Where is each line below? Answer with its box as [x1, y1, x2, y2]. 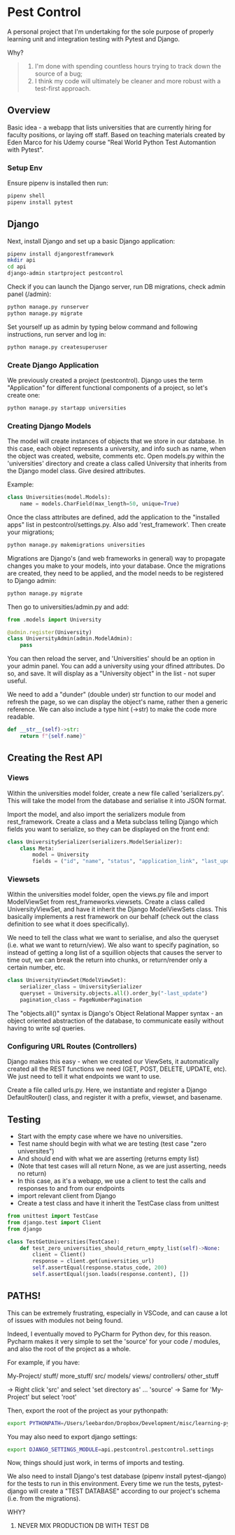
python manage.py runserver [7, 304, 90, 311]
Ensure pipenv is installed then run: [7, 179, 108, 188]
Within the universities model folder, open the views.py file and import [7, 890, 209, 899]
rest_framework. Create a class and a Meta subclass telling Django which [7, 817, 218, 826]
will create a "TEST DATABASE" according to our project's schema [29, 1487, 220, 1495]
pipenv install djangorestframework [7, 250, 114, 258]
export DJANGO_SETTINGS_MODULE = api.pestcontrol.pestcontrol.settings [7, 1446, 215, 1453]
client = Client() [32, 1251, 86, 1259]
